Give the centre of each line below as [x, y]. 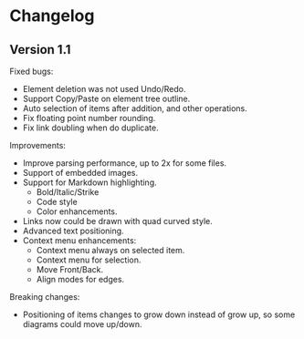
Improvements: [38, 145]
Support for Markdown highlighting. [89, 182]
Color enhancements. [77, 211]
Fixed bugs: [31, 71]
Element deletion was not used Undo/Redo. [104, 89]
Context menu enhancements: [79, 241]
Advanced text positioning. [73, 231]
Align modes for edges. [80, 279]
